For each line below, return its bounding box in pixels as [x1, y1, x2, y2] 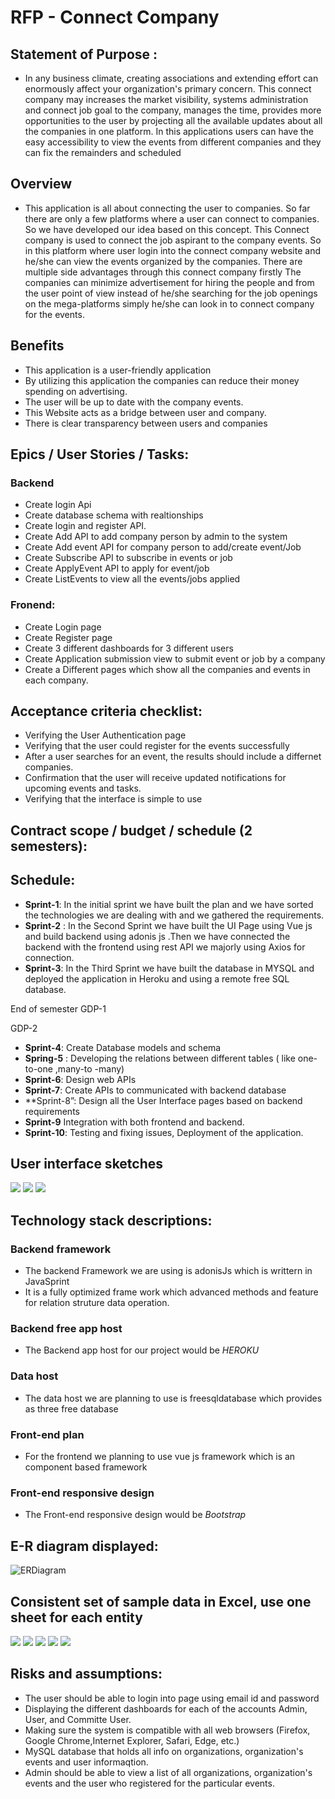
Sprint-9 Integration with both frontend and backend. [24, 1116, 245, 1128]
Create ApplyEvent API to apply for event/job [24, 562, 210, 575]
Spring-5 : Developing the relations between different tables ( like [24, 1052, 296, 1064]
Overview [10, 176, 73, 193]
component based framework [24, 1461, 148, 1473]
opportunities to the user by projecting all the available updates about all [24, 115, 323, 126]
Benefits [10, 337, 65, 355]
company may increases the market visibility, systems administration [24, 94, 309, 105]
